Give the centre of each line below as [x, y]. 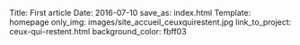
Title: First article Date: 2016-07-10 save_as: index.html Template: [130, 13]
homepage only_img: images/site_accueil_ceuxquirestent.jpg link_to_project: [150, 22]
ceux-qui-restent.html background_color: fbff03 [98, 31]
